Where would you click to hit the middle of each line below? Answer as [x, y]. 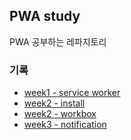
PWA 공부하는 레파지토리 [58, 41]
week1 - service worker [72, 93]
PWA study [45, 16]
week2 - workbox [60, 114]
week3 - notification [65, 125]
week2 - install [54, 103]
